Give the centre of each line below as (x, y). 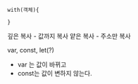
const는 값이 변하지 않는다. (55, 73)
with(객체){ (23, 10)
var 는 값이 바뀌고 (42, 64)
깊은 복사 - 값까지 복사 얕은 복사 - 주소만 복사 (69, 36)
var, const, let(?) (31, 50)
